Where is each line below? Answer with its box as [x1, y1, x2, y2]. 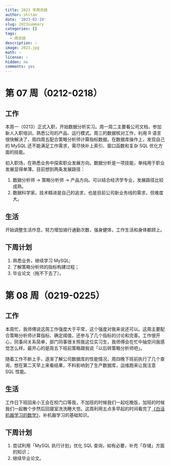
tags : [5, 31, 17, 36]
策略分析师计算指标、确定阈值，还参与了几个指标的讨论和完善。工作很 [9, 332, 156, 338]
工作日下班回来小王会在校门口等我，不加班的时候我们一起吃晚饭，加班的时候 [5, 399, 165, 405]
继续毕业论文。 [12, 455, 44, 461]
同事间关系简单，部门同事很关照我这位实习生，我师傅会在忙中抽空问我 [14, 339, 160, 345]
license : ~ [5, 54, 28, 60]
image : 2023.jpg [5, 45, 39, 50]
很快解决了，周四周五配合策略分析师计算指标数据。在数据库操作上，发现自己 [5, 137, 165, 143]
